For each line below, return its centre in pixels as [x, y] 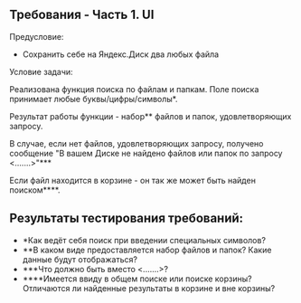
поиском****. [35, 190]
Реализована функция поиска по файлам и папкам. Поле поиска [134, 89]
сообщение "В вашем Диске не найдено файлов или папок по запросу [146, 153]
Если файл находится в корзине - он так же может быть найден [132, 180]
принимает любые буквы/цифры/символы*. [94, 99]
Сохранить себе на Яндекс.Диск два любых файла [121, 54]
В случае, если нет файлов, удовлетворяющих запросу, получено [136, 143]
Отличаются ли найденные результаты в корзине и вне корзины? [149, 288]
